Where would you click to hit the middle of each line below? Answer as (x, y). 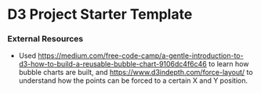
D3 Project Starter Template (100, 14)
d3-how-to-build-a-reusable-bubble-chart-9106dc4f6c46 (112, 64)
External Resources (45, 39)
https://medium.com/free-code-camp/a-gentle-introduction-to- (141, 55)
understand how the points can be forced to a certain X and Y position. (133, 80)
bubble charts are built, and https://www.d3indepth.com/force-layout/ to (136, 73)
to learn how (228, 64)
